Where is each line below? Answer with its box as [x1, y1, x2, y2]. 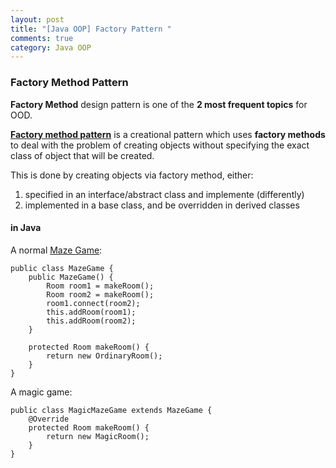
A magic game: [10, 386, 73, 398]
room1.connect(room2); [46, 298, 141, 308]
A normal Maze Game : [10, 244, 103, 256]
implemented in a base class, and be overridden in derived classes [24, 199, 300, 211]
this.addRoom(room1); [46, 307, 137, 317]
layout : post [10, 14, 65, 25]
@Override [28, 414, 70, 424]
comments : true [10, 33, 74, 43]
